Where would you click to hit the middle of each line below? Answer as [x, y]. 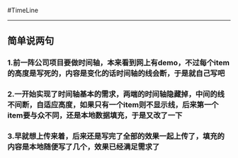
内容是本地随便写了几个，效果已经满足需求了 [84, 147]
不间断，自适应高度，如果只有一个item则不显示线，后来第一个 [113, 105]
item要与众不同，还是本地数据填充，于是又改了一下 [95, 115]
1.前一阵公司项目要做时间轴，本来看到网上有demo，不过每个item [119, 63]
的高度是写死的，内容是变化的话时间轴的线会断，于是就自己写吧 [116, 74]
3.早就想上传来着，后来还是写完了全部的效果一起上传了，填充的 [116, 136]
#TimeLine [23, 10]
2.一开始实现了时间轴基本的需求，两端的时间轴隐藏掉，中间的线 [116, 94]
